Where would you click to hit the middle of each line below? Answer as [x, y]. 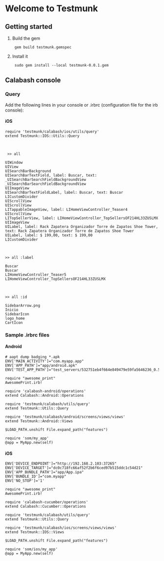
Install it [20, 56]
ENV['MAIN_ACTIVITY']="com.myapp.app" [44, 361]
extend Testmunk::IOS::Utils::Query [42, 136]
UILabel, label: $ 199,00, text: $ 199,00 [49, 235]
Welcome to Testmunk [51, 9]
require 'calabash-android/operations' [46, 391]
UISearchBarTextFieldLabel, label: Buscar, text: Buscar [64, 192]
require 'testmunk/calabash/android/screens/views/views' [65, 417]
